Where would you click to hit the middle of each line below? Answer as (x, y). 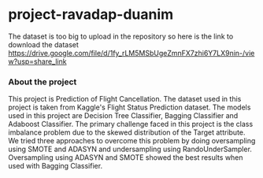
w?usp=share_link (37, 61)
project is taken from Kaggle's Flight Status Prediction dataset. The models (130, 107)
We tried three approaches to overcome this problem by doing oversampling (132, 141)
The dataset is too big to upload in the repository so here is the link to (121, 36)
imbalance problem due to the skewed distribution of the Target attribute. (127, 132)
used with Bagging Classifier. (56, 166)
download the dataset (43, 44)
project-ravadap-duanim (91, 15)
